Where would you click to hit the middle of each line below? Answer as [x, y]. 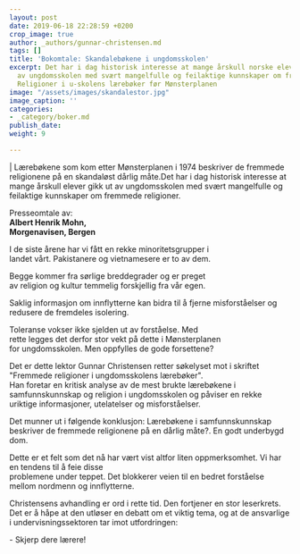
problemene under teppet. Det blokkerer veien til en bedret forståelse [137, 476]
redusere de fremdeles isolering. [69, 312]
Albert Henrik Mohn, [48, 222]
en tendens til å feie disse [57, 466]
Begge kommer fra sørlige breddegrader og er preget [108, 276]
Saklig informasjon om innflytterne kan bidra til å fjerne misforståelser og [143, 302]
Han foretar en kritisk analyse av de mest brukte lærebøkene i [123, 384]
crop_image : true [42, 34]
